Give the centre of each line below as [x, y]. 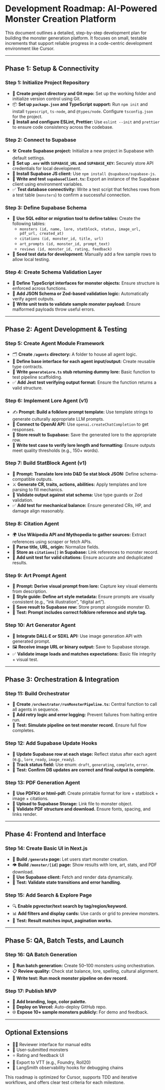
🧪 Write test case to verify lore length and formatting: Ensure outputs [84, 445]
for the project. [27, 116]
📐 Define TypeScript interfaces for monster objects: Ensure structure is [86, 283]
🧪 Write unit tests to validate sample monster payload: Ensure [76, 304]
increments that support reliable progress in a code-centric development [79, 43]
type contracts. [27, 367]
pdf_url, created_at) [41, 234]
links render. [25, 814]
